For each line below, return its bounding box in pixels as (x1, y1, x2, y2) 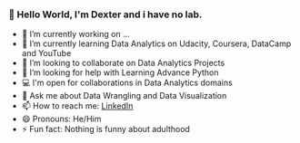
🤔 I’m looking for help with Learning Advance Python (21, 67, 219, 78)
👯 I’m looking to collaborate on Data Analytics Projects (21, 58, 225, 69)
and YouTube (21, 48, 72, 59)
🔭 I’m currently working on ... (21, 29, 130, 40)
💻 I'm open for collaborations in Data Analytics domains (21, 77, 233, 89)
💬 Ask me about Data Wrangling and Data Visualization (21, 91, 227, 101)
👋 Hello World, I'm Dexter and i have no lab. (8, 8, 203, 21)
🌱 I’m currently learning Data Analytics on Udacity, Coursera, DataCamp (21, 38, 292, 49)
